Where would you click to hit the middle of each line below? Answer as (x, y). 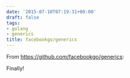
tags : (13, 23)
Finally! (15, 68)
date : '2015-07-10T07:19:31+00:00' (51, 12)
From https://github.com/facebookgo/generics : (65, 57)
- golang (17, 28)
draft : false (23, 17)
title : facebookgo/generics (42, 40)
